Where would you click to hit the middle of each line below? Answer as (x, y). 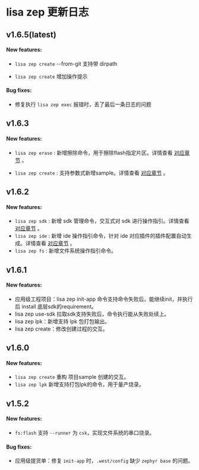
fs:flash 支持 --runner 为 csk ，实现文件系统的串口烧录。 (85, 432)
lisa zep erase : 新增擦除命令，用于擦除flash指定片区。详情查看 (94, 152)
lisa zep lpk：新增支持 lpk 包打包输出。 (62, 321)
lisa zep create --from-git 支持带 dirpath (66, 64)
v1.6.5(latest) (31, 34)
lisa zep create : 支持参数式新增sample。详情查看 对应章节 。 (91, 173)
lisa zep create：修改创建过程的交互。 (61, 329)
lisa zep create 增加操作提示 (51, 76)
